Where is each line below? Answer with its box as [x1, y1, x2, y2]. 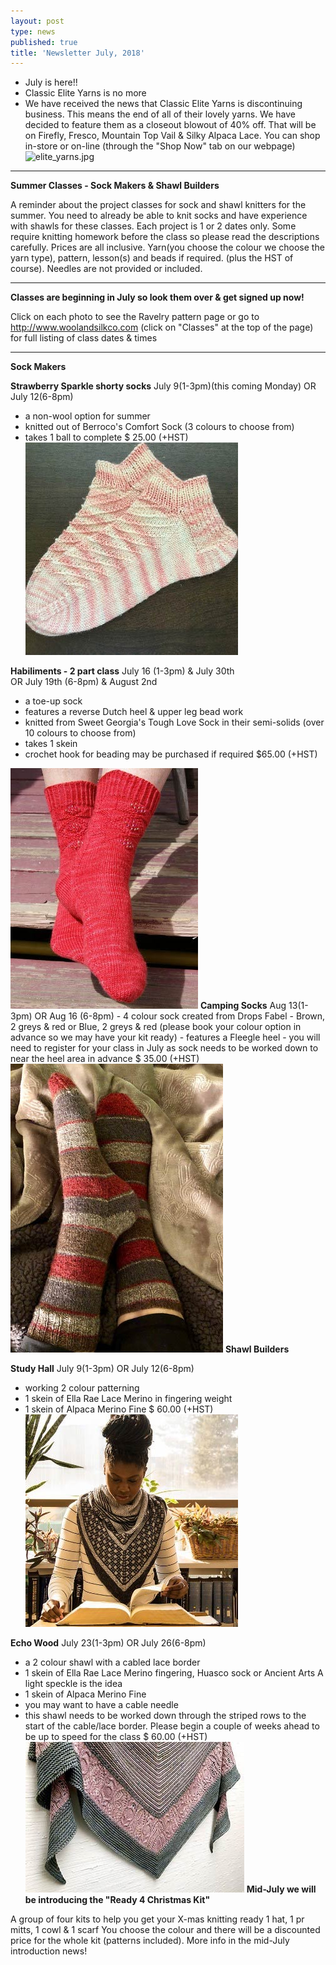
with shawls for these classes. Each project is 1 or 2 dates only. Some [10, 220, 297, 232]
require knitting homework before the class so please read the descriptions [10, 231, 320, 243]
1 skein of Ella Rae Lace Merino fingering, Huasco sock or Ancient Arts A [24, 1667, 324, 1679]
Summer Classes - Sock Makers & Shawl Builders [10, 180, 220, 192]
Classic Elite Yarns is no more [24, 87, 147, 99]
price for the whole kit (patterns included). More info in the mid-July [10, 1935, 290, 1947]
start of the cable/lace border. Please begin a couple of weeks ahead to [24, 1720, 320, 1732]
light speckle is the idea [24, 1678, 123, 1690]
